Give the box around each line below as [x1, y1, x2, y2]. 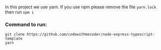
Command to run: [5, 21, 48, 28]
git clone [5, 32, 25, 37]
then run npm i [5, 9, 34, 15]
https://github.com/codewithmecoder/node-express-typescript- [26, 32, 155, 37]
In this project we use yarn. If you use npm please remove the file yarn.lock [5, 4, 157, 10]
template [5, 36, 23, 41]
